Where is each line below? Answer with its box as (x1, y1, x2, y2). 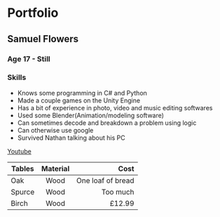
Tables (11, 164, 34, 173)
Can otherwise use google (17, 126, 94, 134)
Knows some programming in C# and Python (17, 88, 147, 97)
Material (41, 164, 70, 173)
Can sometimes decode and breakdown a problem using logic (17, 118, 197, 127)
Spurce (11, 187, 35, 197)
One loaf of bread (76, 176, 135, 185)
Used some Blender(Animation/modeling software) (17, 111, 165, 119)
